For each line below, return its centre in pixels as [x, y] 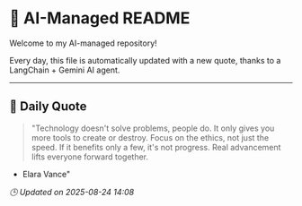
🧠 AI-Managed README [100, 18]
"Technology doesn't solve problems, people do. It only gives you [153, 128]
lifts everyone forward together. [90, 157]
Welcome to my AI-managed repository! [83, 43]
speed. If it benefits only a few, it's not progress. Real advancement [156, 147]
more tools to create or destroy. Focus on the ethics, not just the [150, 137]
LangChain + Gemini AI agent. [65, 70]
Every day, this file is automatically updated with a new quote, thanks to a [145, 60]
